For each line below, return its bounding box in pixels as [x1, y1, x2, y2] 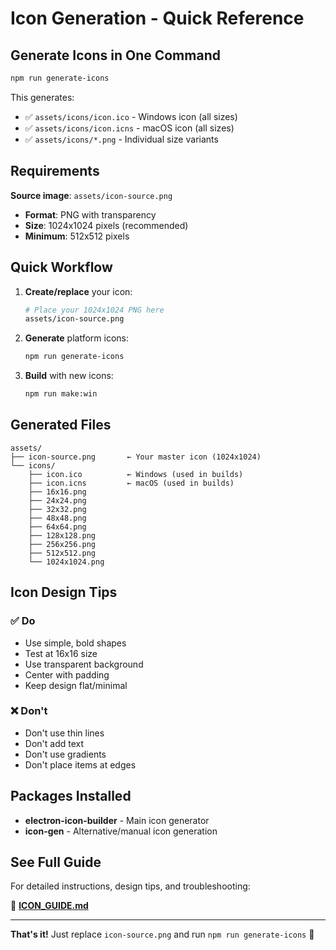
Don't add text [24, 737, 85, 749]
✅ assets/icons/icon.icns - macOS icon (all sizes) [24, 122, 235, 134]
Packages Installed [10, 788, 132, 805]
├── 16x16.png [28, 487, 87, 497]
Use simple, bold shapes [24, 637, 127, 649]
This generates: [10, 91, 75, 103]
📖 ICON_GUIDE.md [10, 900, 89, 912]
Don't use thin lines [24, 727, 105, 739]
